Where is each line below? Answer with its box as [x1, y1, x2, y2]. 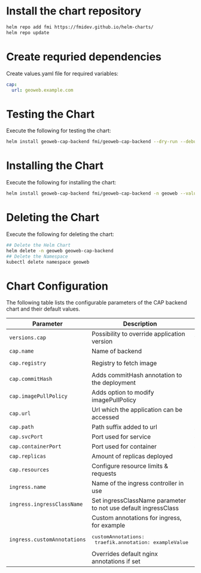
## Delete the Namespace [6, 253, 68, 259]
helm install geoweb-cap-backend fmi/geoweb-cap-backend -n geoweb [6, 190, 178, 196]
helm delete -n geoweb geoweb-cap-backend [6, 247, 114, 253]
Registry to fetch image [92, 359, 157, 368]
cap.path [9, 423, 34, 431]
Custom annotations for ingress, [92, 514, 182, 522]
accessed [92, 413, 120, 422]
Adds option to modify [92, 389, 154, 397]
